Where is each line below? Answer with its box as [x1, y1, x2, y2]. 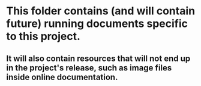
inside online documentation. [6, 72, 118, 82]
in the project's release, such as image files [6, 63, 172, 73]
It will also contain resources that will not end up [6, 53, 191, 63]
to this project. [6, 30, 81, 43]
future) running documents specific [6, 17, 188, 30]
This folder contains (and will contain [6, 4, 196, 18]
